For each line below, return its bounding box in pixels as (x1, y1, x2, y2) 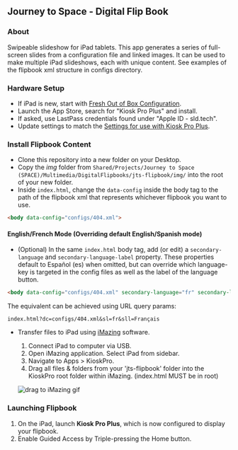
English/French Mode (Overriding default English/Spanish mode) (7, 229, 203, 238)
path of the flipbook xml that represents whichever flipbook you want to (17, 193, 227, 202)
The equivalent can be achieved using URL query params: (7, 302, 177, 311)
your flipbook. (17, 427, 59, 435)
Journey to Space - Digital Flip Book (7, 6, 169, 18)
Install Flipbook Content (7, 139, 91, 149)
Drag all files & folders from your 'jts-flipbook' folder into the (28, 364, 205, 373)
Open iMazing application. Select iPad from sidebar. (28, 350, 180, 358)
